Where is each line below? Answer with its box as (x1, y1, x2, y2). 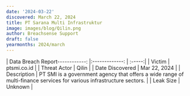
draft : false (6, 36, 39, 42)
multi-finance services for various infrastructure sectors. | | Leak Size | (6, 76, 180, 84)
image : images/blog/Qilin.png (6, 25, 82, 31)
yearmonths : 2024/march (6, 42, 66, 48)
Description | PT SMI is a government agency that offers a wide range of (6, 71, 184, 78)
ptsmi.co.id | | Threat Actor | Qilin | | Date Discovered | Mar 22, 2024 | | (6, 64, 180, 71)
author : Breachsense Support (6, 31, 79, 37)
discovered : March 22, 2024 (6, 14, 76, 20)
